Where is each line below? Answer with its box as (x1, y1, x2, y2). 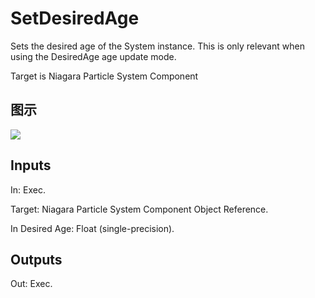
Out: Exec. (10, 278, 53, 290)
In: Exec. (10, 183, 46, 196)
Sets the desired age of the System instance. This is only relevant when (10, 40, 305, 52)
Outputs (10, 251, 63, 268)
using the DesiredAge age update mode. (10, 50, 177, 62)
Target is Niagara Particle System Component (10, 70, 199, 82)
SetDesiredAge (10, 7, 140, 30)
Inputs (10, 157, 52, 174)
